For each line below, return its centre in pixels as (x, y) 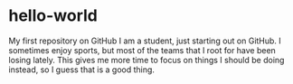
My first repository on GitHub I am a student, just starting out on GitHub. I (145, 41)
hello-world (53, 16)
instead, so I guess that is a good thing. (82, 70)
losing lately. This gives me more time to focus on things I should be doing (146, 60)
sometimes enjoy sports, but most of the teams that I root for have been (142, 50)
